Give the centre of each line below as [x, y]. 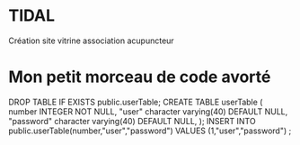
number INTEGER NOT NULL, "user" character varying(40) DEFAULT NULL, [148, 111]
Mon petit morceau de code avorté [140, 77]
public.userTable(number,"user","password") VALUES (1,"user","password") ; [150, 131]
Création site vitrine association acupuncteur [91, 41]
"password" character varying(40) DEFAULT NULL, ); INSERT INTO [132, 121]
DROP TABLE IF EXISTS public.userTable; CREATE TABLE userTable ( [136, 102]
